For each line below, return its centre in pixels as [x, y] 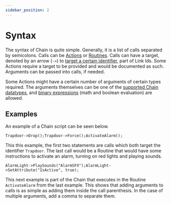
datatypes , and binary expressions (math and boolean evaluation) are [79, 92]
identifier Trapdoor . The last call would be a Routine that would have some [83, 151]
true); [72, 170]
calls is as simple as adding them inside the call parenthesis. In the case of [84, 191]
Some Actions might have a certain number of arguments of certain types [83, 81]
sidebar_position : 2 [27, 10]
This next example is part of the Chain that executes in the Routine [76, 180]
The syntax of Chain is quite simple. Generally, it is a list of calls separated [84, 50]
